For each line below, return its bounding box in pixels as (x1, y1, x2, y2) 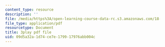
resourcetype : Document (5, 25, 54, 30)
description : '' (5, 12, 38, 17)
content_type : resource (5, 7, 54, 12)
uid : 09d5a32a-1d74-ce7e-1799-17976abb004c (5, 35, 96, 40)
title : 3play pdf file (5, 30, 52, 35)
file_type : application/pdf (5, 21, 63, 26)
